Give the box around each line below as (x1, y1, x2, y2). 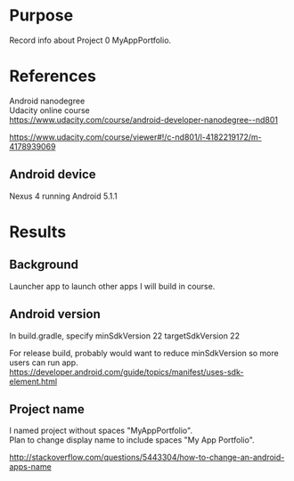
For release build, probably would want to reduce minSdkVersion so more (9, 347, 279, 358)
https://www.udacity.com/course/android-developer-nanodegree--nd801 (9, 114, 279, 125)
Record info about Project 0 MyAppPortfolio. (9, 35, 172, 45)
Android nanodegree (9, 95, 86, 106)
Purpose (9, 5, 74, 26)
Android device (9, 167, 96, 183)
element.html (9, 376, 58, 387)
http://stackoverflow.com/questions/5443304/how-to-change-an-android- (9, 452, 285, 463)
